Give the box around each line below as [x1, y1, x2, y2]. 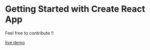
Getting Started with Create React [5, 3, 146, 15]
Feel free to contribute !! [5, 30, 54, 36]
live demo [5, 39, 25, 45]
